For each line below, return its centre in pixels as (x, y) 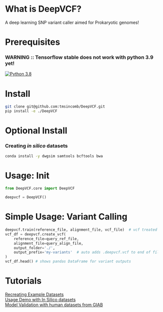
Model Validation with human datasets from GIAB (54, 305)
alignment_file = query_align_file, (49, 243)
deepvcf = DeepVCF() (26, 197)
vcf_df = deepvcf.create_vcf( (36, 234)
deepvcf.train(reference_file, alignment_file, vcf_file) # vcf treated (81, 230)
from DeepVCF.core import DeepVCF (40, 188)
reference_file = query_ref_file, (46, 239)
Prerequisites (33, 42)
